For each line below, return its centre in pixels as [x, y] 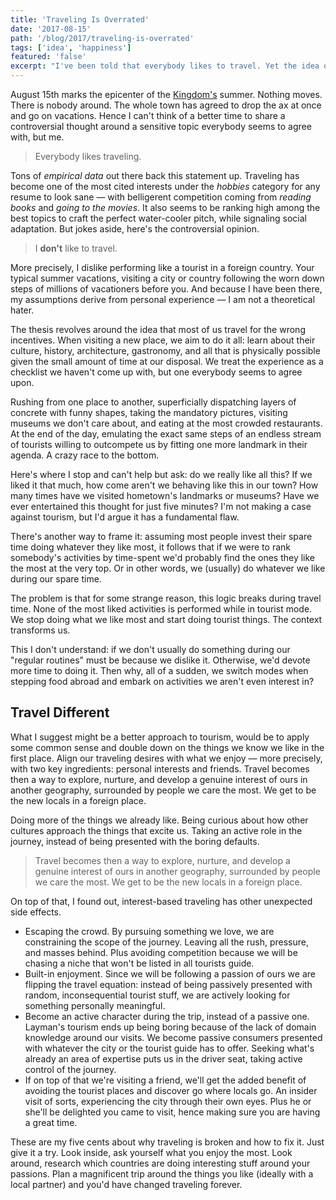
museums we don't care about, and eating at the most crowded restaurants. [166, 423]
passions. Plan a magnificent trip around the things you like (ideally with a [162, 1173]
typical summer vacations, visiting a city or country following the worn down [167, 278]
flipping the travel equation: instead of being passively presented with [168, 984]
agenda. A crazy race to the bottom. [85, 455]
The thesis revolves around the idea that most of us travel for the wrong [158, 329]
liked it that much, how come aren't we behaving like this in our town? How [164, 485]
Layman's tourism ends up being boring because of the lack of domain [170, 1027]
